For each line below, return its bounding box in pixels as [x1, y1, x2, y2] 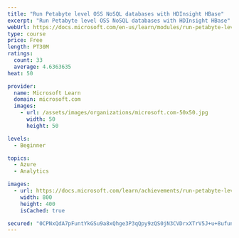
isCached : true [20, 207, 65, 214]
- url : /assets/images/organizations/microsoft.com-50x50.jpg [20, 109, 208, 117]
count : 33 [14, 57, 43, 64]
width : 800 [20, 193, 53, 201]
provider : [7, 82, 37, 90]
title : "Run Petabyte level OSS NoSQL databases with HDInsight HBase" [7, 10, 224, 18]
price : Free [7, 37, 43, 44]
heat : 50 [7, 70, 33, 77]
